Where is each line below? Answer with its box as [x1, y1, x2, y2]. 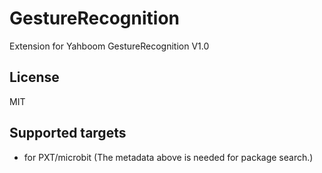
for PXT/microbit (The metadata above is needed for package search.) [23, 151, 314, 163]
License [9, 69, 60, 86]
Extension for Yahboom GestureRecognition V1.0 [9, 40, 210, 52]
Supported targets [9, 125, 127, 142]
